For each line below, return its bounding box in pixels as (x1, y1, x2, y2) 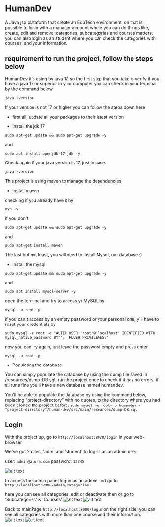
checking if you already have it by (5, 197, 74, 203)
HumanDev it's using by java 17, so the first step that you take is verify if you (5, 75, 160, 81)
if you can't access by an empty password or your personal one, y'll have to (5, 316, 159, 322)
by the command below (5, 86, 53, 92)
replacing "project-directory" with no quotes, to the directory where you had (5, 397, 160, 403)
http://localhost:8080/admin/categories (5, 483, 90, 487)
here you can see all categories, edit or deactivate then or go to (5, 491, 134, 497)
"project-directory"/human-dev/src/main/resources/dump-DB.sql (5, 407, 138, 412)
